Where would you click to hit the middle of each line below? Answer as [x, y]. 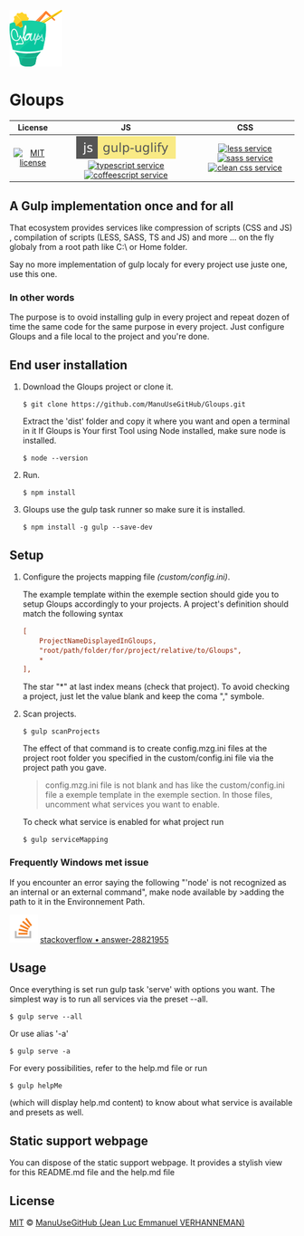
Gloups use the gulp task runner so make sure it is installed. [134, 510]
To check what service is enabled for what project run [123, 822]
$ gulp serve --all [46, 1017]
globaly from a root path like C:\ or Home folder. [99, 247]
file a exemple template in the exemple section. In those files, [159, 795]
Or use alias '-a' [39, 1034]
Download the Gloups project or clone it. [98, 387]
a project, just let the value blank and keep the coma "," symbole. [143, 696]
